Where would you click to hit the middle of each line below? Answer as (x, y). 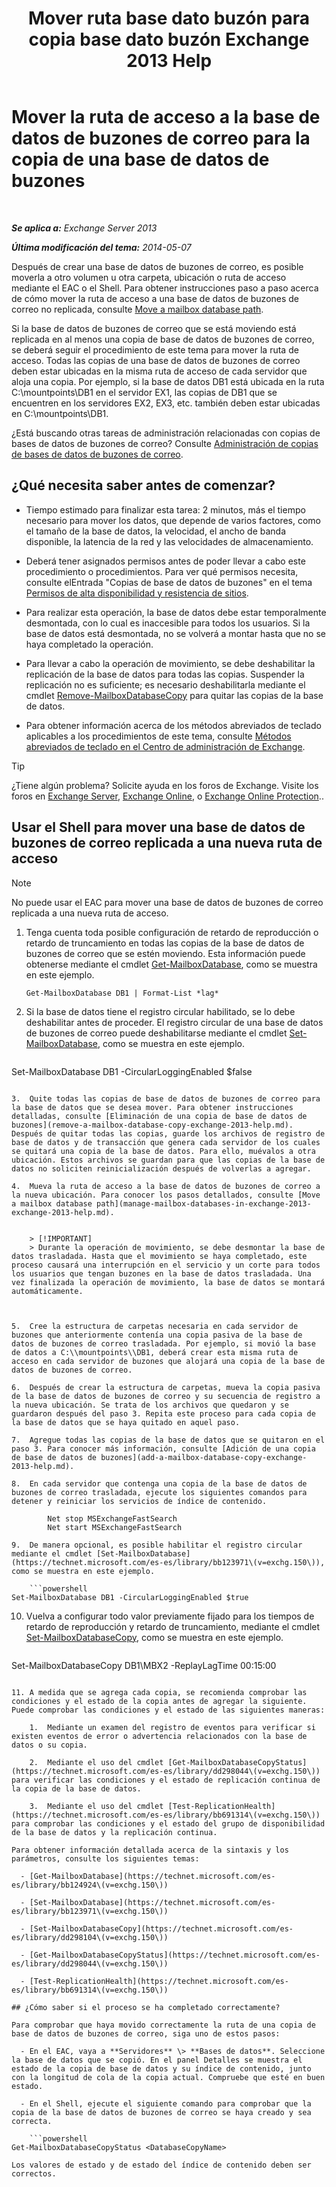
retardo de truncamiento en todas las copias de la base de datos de (165, 943)
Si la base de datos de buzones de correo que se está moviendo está (154, 328)
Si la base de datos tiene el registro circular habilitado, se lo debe (160, 1011)
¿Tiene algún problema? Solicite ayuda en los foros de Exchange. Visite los (165, 785)
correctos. (34, 2173)
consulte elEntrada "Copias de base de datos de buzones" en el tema (169, 582)
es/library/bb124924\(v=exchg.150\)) (90, 1885)
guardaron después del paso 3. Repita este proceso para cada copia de (163, 1413)
